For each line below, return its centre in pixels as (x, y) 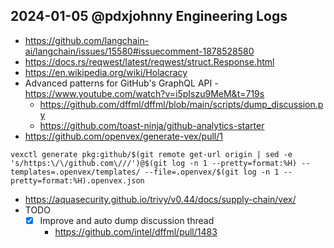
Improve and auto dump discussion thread (127, 220)
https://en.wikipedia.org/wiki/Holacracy (106, 72)
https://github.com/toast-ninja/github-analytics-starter (152, 125)
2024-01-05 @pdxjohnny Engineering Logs (149, 16)
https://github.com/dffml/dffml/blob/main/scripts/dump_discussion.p (181, 104)
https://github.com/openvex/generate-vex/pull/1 (123, 136)
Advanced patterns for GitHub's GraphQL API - (121, 83)
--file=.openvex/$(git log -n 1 (212, 172)
